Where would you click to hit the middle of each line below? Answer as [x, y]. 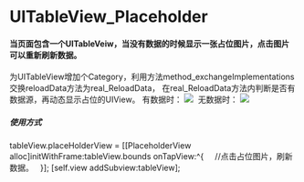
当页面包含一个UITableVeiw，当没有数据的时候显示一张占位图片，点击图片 [150, 44]
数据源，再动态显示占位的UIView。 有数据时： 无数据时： [124, 100]
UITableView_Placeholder [109, 17]
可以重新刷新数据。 [46, 55]
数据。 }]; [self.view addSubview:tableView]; [95, 168]
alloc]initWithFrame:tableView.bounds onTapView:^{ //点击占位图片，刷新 [151, 157]
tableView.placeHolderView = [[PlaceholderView [100, 146]
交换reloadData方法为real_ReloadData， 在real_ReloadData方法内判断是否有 [152, 88]
